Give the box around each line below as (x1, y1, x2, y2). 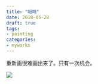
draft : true (6, 20, 36, 26)
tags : (6, 25, 20, 32)
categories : (6, 37, 36, 43)
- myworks (6, 43, 31, 49)
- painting (6, 31, 33, 37)
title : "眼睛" (6, 8, 40, 15)
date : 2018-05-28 (6, 14, 50, 20)
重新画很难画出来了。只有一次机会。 (6, 59, 96, 67)
